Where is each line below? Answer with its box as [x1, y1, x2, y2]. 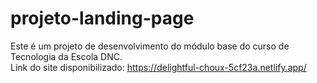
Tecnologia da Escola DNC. [10, 50, 123, 62]
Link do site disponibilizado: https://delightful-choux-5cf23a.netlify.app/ [10, 61, 307, 73]
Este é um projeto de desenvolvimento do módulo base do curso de [10, 40, 290, 52]
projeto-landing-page [10, 7, 195, 30]
